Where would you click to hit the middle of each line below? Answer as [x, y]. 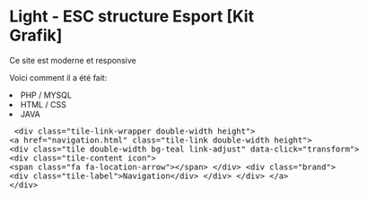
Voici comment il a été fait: [58, 77]
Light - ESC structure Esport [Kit [131, 17]
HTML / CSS [44, 104]
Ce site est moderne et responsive [73, 60]
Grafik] [36, 35]
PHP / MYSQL [46, 95]
